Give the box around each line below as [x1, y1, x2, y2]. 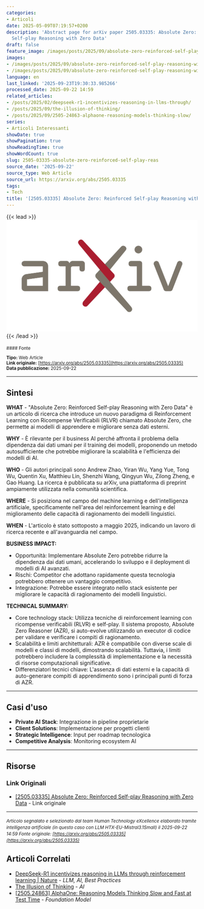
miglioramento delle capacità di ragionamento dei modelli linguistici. [6, 510, 176, 518]
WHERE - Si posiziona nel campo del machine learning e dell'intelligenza [6, 497, 188, 504]
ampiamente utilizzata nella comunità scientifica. [6, 485, 128, 493]
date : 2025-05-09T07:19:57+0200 [6, 22, 88, 29]
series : [6, 118, 26, 125]
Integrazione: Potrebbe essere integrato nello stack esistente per [15, 584, 178, 592]
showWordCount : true [6, 151, 59, 157]
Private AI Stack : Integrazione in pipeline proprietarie [15, 718, 149, 725]
